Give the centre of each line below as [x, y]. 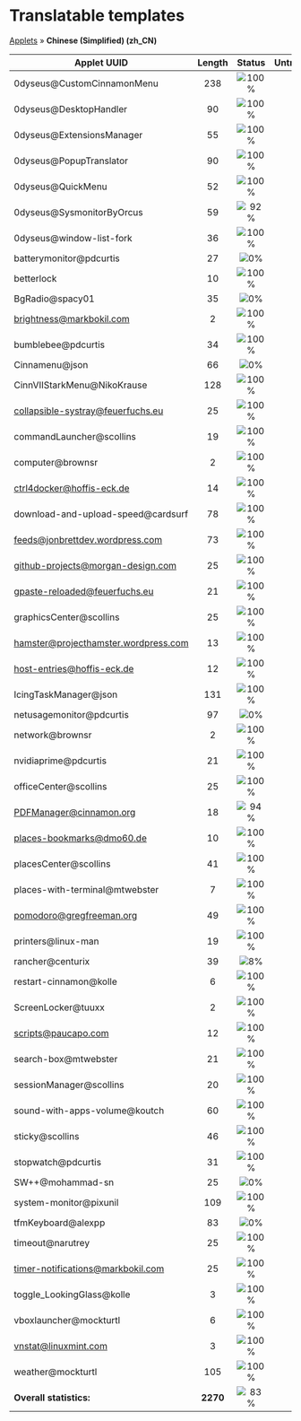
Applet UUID [101, 62]
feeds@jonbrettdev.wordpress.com [88, 539]
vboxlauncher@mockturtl [67, 1320]
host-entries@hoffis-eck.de [74, 668]
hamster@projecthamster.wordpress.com [101, 642]
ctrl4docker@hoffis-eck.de [72, 488]
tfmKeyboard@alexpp [60, 1223]
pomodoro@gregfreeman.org [76, 915]
